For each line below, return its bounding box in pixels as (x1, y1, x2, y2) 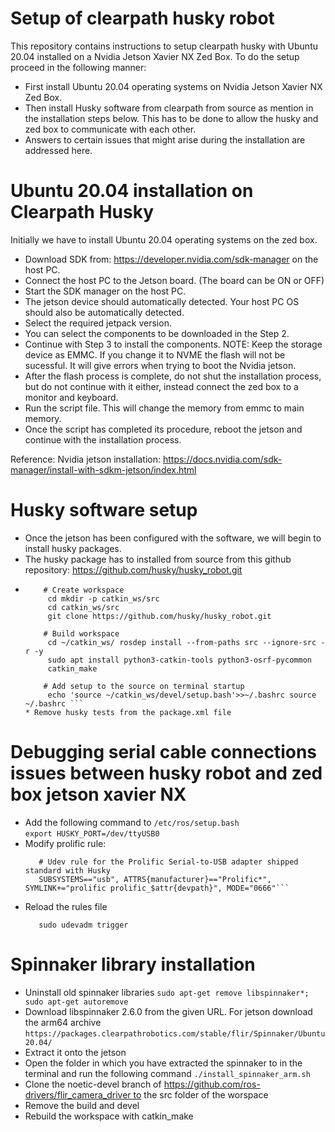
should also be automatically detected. (24, 306, 185, 318)
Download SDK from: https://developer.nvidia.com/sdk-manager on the (24, 253, 319, 265)
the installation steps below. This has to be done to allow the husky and (24, 112, 319, 124)
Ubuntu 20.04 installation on (10, 180, 254, 202)
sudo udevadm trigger (38, 920, 129, 930)
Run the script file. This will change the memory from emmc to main (24, 402, 305, 414)
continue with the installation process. (24, 433, 182, 446)
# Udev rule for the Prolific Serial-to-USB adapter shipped (38, 857, 299, 867)
